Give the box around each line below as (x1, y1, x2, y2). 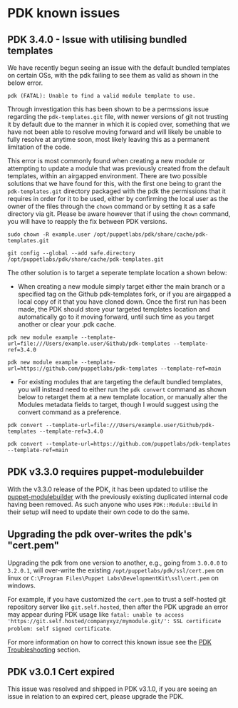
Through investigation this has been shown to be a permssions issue (7, 105, 209, 113)
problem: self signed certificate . (7, 624, 112, 632)
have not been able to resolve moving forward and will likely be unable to (7, 128, 222, 136)
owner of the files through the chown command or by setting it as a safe (7, 202, 216, 210)
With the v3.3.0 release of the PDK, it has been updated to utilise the (7, 485, 208, 493)
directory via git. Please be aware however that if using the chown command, (7, 210, 231, 218)
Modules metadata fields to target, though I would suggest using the (17, 401, 219, 409)
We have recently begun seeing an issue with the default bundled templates (7, 63, 230, 72)
